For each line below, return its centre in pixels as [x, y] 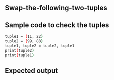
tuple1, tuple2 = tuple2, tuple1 [40, 46]
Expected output [32, 71]
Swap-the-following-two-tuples [56, 8]
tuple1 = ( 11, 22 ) [24, 37]
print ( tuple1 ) [20, 55]
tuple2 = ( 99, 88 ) [24, 41]
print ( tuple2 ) [20, 50]
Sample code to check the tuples [57, 25]
